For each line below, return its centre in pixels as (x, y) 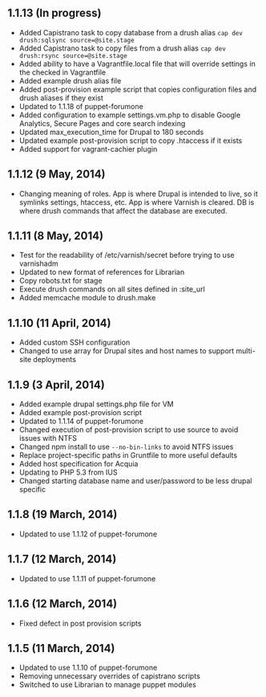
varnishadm (38, 263)
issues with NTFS (48, 438)
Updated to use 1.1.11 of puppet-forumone (87, 578)
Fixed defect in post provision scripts (80, 623)
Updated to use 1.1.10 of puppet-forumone (88, 668)
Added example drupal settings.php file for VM (96, 404)
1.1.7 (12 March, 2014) (62, 559)
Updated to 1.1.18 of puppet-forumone (81, 106)
